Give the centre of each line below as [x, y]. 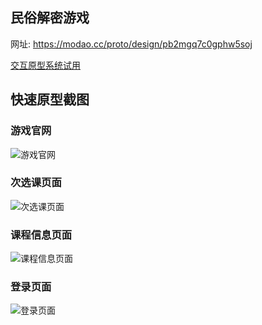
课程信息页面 [41, 235]
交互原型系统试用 [45, 65]
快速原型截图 [50, 99]
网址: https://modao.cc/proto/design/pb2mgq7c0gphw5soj [131, 44]
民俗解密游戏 [50, 18]
